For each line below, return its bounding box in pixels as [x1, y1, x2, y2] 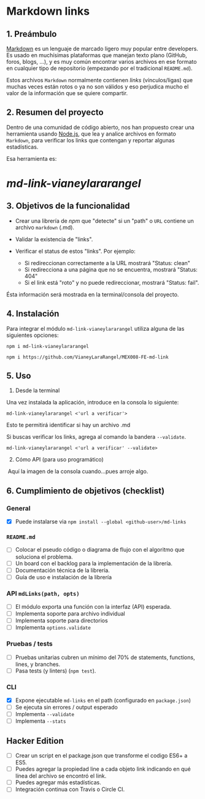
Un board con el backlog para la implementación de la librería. [15, 560, 173, 567]
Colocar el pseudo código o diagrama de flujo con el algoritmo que [15, 546, 185, 554]
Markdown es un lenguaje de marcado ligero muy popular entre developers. [6, 45, 198, 52]
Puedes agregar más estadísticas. [15, 779, 101, 786]
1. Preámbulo [6, 29, 57, 39]
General [6, 504, 31, 512]
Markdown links [6, 4, 90, 18]
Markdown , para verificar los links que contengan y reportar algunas [6, 136, 175, 144]
